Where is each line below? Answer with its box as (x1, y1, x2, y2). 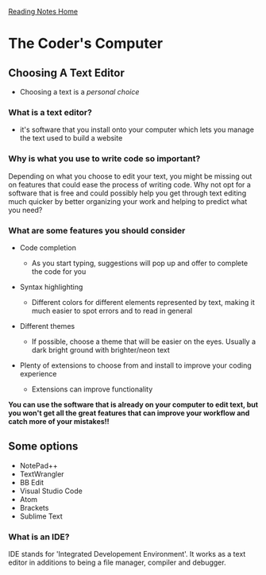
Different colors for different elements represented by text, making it (31, 297, 256, 307)
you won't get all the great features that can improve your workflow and (8, 408, 250, 418)
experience (19, 369, 57, 378)
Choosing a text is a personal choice (19, 87, 140, 96)
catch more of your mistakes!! (8, 416, 110, 426)
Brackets (19, 503, 49, 512)
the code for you (31, 266, 87, 276)
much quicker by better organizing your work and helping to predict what (8, 196, 248, 206)
